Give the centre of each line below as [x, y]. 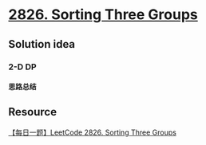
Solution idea [42, 44]
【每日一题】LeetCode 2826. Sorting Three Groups [93, 132]
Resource [33, 112]
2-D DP [23, 67]
